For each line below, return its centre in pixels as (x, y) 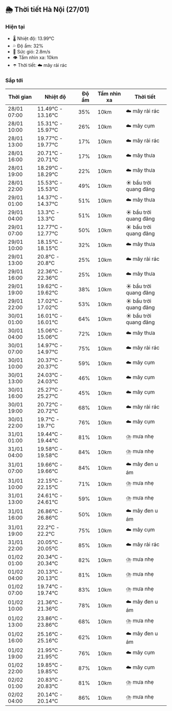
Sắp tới (14, 80)
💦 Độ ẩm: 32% (28, 46)
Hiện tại (15, 27)
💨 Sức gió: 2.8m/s (31, 51)
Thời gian (20, 97)
